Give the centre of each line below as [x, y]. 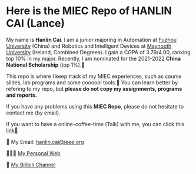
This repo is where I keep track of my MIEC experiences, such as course [94, 76]
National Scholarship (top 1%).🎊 [46, 65]
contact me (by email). [33, 113]
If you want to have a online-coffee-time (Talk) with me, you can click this [95, 124]
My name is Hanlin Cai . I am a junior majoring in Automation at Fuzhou [92, 40]
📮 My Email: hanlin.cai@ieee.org [45, 142]
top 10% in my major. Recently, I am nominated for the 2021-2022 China [94, 58]
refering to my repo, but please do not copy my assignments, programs [94, 88]
